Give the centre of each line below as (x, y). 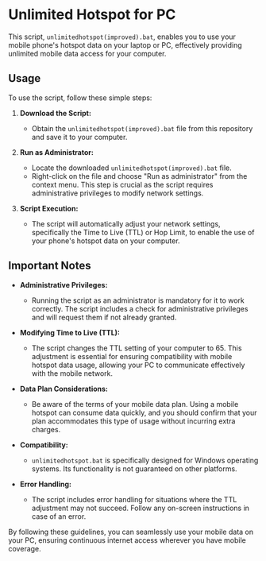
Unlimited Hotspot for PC (92, 15)
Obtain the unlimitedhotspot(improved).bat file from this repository (142, 128)
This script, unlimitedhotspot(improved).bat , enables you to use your (122, 37)
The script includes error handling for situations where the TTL (134, 499)
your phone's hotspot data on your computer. (106, 241)
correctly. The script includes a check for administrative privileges (140, 308)
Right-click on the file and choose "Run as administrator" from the (139, 176)
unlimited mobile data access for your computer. (87, 53)
